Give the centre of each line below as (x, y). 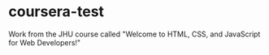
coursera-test (56, 12)
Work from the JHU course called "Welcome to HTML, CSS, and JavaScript (134, 34)
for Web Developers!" (45, 42)
